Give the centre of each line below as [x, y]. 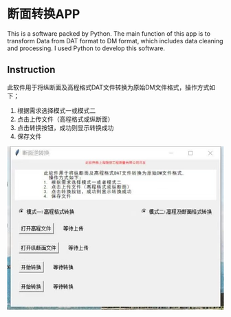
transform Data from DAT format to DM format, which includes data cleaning [115, 41]
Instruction [31, 70]
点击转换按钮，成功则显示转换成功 [65, 127]
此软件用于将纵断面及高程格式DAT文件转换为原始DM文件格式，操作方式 [108, 87]
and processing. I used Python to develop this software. [86, 48]
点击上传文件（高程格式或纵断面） [65, 119]
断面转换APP [44, 14]
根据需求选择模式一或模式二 [56, 110]
